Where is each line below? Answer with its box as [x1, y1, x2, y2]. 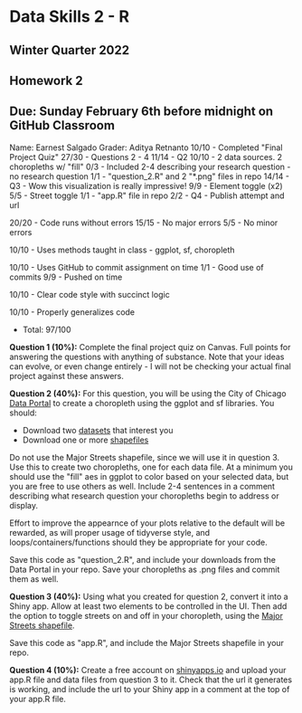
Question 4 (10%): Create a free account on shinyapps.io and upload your [9, 664, 287, 675]
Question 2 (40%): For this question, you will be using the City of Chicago [9, 387, 287, 399]
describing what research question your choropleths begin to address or [9, 490, 279, 501]
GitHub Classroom [9, 118, 116, 133]
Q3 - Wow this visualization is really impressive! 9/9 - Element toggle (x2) [9, 180, 283, 191]
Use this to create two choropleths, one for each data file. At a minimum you [9, 461, 294, 472]
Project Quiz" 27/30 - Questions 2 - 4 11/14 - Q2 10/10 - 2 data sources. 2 [9, 151, 283, 162]
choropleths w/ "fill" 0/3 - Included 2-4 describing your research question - [9, 161, 291, 172]
